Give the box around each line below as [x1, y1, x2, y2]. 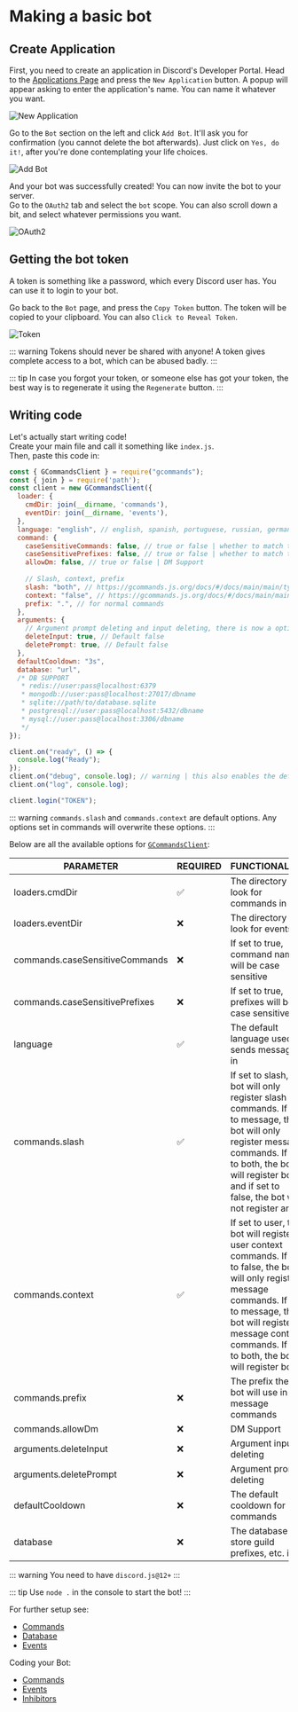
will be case [230, 959, 280, 971]
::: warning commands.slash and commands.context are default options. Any [9, 812, 278, 822]
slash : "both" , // [25, 583, 93, 592]
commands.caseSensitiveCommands [13, 954, 169, 966]
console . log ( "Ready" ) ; [17, 756, 101, 765]
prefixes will [230, 995, 281, 1008]
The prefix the [230, 1375, 290, 1387]
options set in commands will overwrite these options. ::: [9, 821, 216, 832]
